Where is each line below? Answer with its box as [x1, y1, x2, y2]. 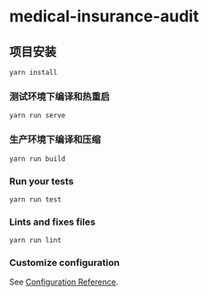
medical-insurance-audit [9, 6, 199, 27]
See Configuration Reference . [9, 276, 119, 287]
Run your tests [9, 175, 74, 187]
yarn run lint [9, 236, 62, 245]
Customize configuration [9, 257, 121, 269]
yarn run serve [9, 111, 66, 120]
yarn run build [9, 154, 66, 163]
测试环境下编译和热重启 [9, 90, 110, 103]
